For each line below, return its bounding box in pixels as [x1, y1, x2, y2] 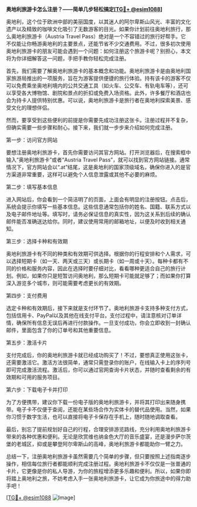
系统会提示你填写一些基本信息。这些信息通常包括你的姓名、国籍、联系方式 [6, 203, 186, 210]
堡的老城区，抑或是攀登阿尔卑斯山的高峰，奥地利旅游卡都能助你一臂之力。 [6, 441, 186, 447]
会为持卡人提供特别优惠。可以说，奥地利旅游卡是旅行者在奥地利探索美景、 [6, 97, 186, 103]
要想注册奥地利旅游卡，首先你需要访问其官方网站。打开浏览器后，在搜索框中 [6, 149, 191, 156]
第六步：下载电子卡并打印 [6, 386, 68, 393]
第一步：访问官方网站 [6, 136, 57, 143]
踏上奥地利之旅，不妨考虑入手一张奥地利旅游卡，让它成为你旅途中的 [11, 475, 176, 482]
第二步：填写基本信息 [6, 183, 57, 190]
